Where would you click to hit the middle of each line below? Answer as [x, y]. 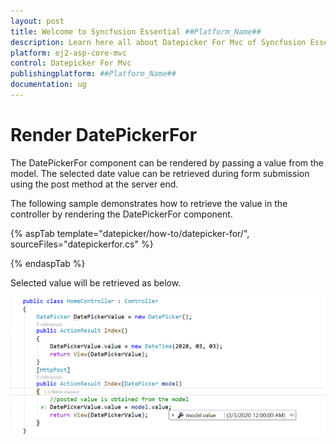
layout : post [37, 21]
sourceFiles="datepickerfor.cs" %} [82, 244]
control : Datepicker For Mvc [71, 63]
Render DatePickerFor [104, 135]
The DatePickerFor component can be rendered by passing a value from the [167, 162]
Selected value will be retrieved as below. [96, 282]
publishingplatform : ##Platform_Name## [93, 74]
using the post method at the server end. [94, 184]
